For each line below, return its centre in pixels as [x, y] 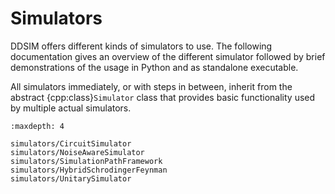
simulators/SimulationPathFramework [86, 161]
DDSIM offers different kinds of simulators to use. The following [141, 46]
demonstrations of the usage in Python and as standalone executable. [154, 67]
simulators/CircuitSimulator [71, 143]
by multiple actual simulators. [71, 108]
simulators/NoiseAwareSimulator [77, 152]
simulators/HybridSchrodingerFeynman [89, 170]
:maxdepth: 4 [37, 126]
